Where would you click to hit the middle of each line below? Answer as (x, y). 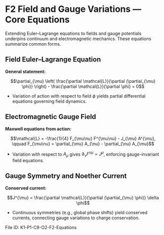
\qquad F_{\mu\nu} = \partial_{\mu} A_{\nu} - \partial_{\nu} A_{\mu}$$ (83, 144)
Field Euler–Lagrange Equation (53, 60)
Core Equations (38, 20)
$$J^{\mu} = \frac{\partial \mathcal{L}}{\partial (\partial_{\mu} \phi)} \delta (83, 197)
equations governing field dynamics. (49, 101)
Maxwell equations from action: (38, 129)
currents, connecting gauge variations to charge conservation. (76, 218)
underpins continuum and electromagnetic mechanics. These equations (78, 39)
